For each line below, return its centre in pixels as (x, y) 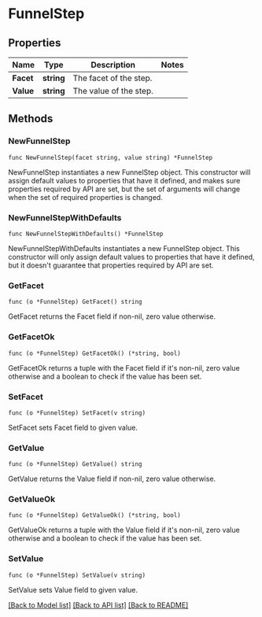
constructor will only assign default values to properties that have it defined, (131, 257)
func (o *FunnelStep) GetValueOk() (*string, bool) (94, 515)
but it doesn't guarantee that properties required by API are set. (111, 265)
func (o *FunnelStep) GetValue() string (76, 464)
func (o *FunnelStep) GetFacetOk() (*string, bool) (94, 353)
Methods (31, 119)
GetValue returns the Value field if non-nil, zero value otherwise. (112, 479)
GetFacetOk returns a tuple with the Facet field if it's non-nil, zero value (124, 368)
